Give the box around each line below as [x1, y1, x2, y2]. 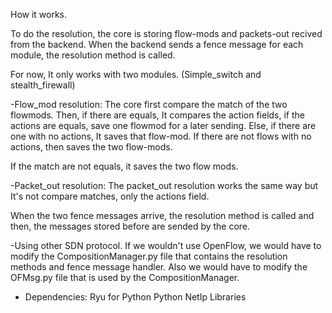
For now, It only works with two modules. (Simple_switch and [10, 69, 262, 80]
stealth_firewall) [10, 79, 76, 91]
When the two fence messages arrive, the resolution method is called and [10, 210, 315, 221]
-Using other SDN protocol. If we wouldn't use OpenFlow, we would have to [10, 240, 322, 251]
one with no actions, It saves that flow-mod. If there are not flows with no [10, 130, 312, 142]
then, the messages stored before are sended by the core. [10, 220, 251, 232]
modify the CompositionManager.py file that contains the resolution [10, 250, 288, 262]
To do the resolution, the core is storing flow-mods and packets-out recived [10, 28, 323, 39]
